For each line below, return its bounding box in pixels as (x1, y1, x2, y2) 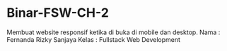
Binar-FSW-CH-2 (6, 5, 109, 21)
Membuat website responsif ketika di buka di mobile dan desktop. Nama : (6, 28, 221, 36)
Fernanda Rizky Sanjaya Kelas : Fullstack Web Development (6, 35, 181, 43)
